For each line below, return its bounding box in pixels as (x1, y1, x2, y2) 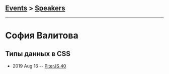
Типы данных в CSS (5, 49, 71, 58)
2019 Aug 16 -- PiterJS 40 (12, 62, 66, 69)
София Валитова (5, 30, 79, 41)
